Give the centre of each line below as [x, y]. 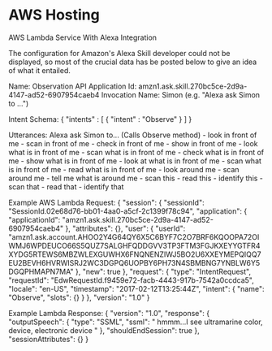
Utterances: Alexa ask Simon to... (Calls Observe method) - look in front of [133, 135]
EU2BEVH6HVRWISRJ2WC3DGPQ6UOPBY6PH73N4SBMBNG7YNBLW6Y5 [134, 262]
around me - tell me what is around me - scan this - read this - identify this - [136, 178]
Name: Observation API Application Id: [73, 86]
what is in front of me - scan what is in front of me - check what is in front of [136, 152]
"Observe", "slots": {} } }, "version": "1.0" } [79, 297]
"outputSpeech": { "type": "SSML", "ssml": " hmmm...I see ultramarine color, [136, 322]
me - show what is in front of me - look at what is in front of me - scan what [135, 161]
